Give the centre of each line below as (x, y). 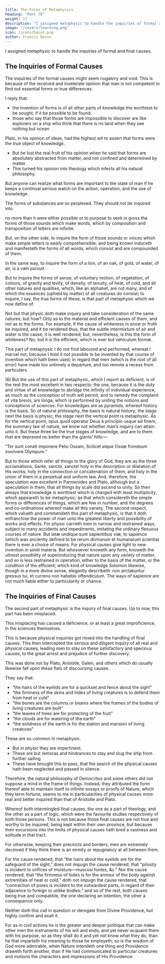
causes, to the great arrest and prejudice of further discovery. (68, 653)
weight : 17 (16, 19)
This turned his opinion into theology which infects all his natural (77, 168)
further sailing (26, 758)
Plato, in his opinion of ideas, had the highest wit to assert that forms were (80, 138)
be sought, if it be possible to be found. (52, 113)
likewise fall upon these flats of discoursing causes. (57, 668)
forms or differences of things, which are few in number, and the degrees (79, 503)
